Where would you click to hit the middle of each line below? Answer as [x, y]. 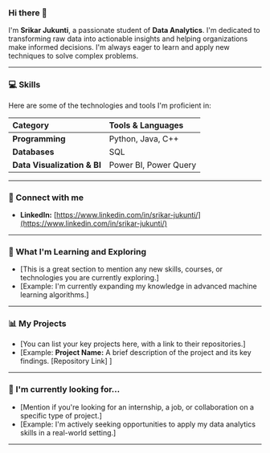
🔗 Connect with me [46, 198]
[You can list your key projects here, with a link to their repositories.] [133, 344]
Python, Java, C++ [144, 138]
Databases [33, 152]
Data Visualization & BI [57, 165]
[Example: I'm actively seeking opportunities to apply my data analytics [137, 424]
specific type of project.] [61, 415]
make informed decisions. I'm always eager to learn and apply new [119, 47]
